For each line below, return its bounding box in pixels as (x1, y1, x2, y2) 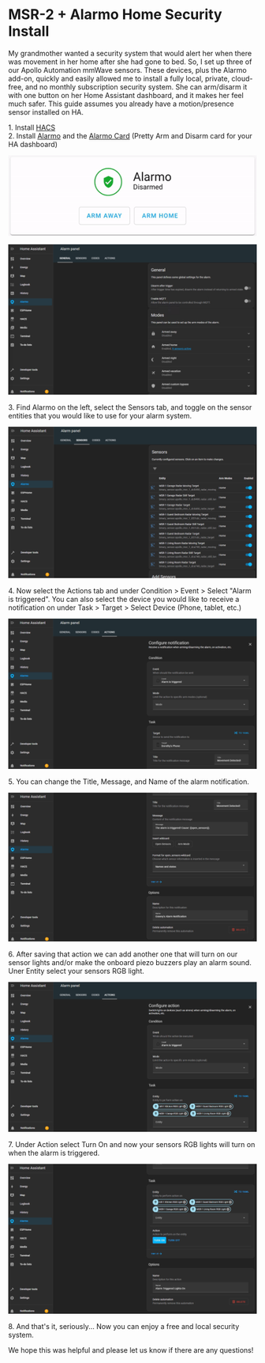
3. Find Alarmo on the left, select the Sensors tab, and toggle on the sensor (8, 403, 252, 412)
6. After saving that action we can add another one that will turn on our (8, 949, 238, 959)
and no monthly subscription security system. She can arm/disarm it (24, 81, 248, 92)
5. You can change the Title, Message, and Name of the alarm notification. (8, 777, 250, 786)
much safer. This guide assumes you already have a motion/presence (8, 99, 234, 108)
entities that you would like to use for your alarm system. (8, 411, 192, 421)
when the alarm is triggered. (8, 1149, 100, 1158)
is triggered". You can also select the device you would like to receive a (8, 594, 240, 604)
